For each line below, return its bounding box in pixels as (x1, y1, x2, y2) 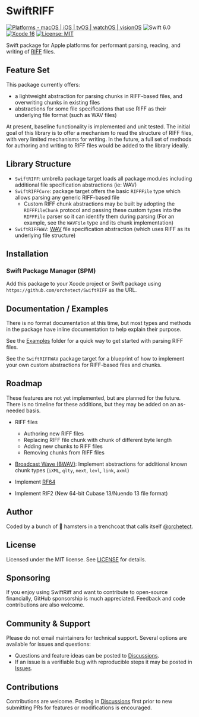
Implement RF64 (14, 478, 56, 485)
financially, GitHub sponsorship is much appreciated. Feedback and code (6, 595, 185, 602)
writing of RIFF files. (6, 48, 55, 55)
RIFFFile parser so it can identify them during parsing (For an (23, 213, 175, 220)
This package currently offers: (6, 81, 80, 88)
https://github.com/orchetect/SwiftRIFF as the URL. (6, 286, 137, 293)
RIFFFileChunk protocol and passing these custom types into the (23, 206, 181, 213)
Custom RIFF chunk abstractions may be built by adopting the (23, 200, 175, 207)
